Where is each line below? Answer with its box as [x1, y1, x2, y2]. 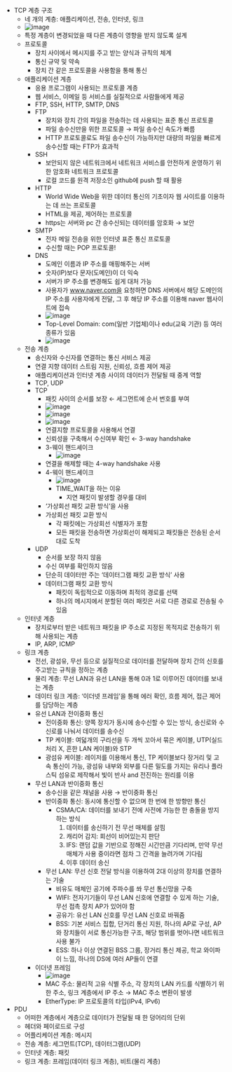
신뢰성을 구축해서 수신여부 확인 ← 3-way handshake [45, 434, 191, 443]
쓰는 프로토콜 [60, 201, 97, 209]
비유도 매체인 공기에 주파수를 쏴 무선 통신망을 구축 [55, 885, 193, 893]
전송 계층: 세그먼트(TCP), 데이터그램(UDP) [24, 1040, 142, 1047]
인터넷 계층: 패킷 [24, 1048, 70, 1057]
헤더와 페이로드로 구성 [24, 1022, 86, 1030]
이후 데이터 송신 [66, 858, 110, 867]
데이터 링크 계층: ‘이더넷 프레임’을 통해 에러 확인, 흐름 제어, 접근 [34, 692, 208, 700]
